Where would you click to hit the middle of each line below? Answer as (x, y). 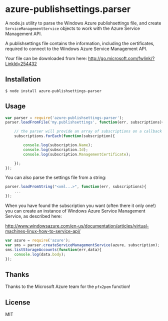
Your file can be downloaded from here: (46, 58)
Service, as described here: (34, 216)
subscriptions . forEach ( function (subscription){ (64, 136)
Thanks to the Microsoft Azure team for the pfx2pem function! (68, 286)
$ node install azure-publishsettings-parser (53, 91)
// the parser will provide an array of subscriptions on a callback (88, 131)
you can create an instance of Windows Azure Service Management (75, 211)
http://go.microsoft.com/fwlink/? (121, 58)
